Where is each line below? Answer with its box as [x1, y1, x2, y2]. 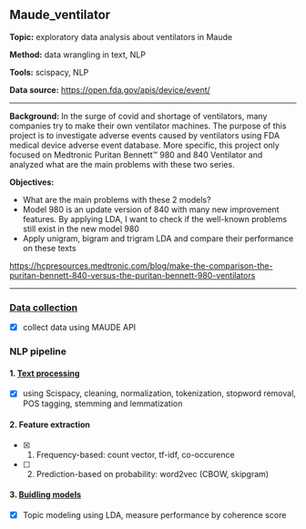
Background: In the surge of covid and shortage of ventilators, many [9, 110, 268, 121]
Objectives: [9, 177, 55, 188]
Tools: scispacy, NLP [9, 66, 89, 77]
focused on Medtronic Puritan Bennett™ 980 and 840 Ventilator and [9, 149, 263, 160]
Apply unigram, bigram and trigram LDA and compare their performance [22, 232, 294, 244]
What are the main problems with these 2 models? [22, 194, 211, 205]
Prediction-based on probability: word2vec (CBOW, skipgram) [36, 468, 270, 479]
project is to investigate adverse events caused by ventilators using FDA [9, 129, 280, 140]
